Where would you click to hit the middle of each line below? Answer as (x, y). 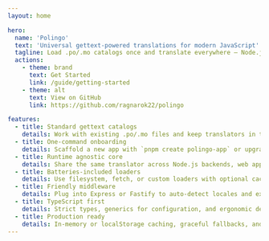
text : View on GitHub (65, 97)
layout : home (29, 16)
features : (24, 120)
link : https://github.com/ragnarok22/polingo (106, 105)
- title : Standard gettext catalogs (76, 127)
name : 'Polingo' (42, 38)
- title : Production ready (60, 216)
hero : (16, 30)
